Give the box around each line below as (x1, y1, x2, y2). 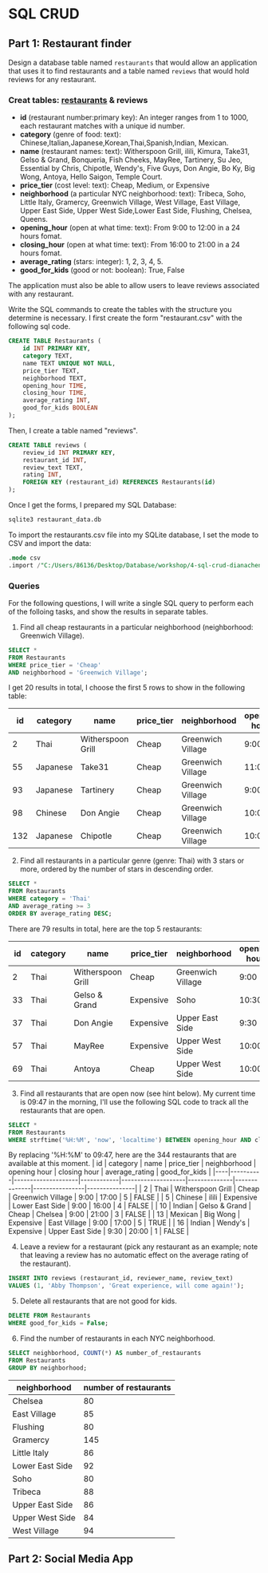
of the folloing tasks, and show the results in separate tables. (8, 607, 209, 616)
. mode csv (8, 554, 41, 562)
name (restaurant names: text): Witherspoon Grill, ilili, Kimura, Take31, (19, 147, 250, 156)
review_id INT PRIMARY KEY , (22, 449, 116, 456)
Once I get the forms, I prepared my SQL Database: (8, 500, 177, 510)
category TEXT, (22, 352, 73, 360)
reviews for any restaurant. (8, 75, 97, 84)
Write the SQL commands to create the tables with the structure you (8, 305, 232, 314)
